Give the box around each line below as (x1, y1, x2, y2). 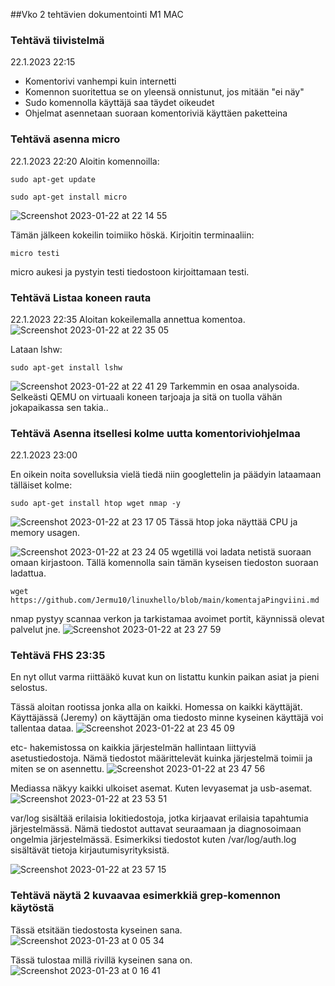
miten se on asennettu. (10, 763, 105, 775)
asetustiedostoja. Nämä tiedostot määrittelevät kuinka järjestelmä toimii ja (10, 752, 313, 764)
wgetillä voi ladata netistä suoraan (171, 546, 312, 558)
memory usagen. (10, 527, 80, 539)
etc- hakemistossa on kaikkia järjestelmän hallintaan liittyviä (10, 742, 257, 754)
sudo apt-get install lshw (10, 362, 123, 373)
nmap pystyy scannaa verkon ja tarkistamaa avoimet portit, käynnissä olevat (10, 613, 325, 625)
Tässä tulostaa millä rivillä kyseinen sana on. (10, 954, 193, 966)
